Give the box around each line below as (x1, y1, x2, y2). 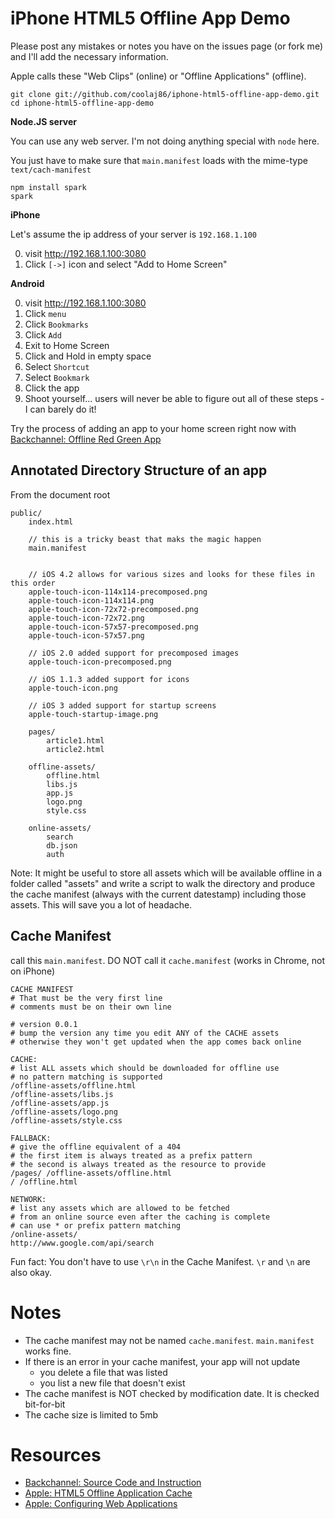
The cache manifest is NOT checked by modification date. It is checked (24, 1387, 320, 1399)
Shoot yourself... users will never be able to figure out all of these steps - (24, 392, 325, 404)
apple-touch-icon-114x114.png (28, 595, 155, 606)
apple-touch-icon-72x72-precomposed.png (28, 604, 199, 614)
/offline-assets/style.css (10, 1115, 123, 1126)
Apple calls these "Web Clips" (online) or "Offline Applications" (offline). (10, 70, 307, 82)
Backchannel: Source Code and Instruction (24, 1477, 202, 1489)
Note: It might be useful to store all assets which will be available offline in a (10, 867, 323, 879)
